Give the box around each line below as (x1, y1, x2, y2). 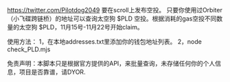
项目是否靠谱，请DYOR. (19, 68, 86, 76)
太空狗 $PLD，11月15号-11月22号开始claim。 (19, 23, 144, 31)
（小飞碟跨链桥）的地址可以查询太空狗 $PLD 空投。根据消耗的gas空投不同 (7, 14, 217, 23)
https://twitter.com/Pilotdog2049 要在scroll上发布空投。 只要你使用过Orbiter (7, 6, 223, 14)
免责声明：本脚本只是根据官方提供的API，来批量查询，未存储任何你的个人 (7, 59, 216, 67)
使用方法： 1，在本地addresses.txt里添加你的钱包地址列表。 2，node (7, 38, 203, 46)
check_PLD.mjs (7, 45, 51, 53)
